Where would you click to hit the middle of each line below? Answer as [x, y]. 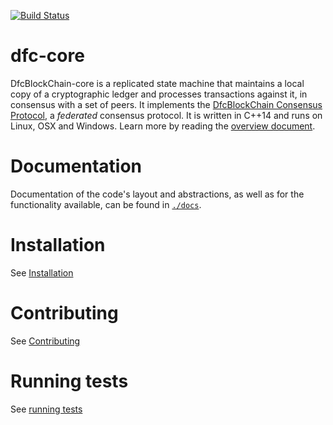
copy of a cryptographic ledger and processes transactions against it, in [159, 94]
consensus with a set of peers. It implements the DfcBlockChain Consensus [166, 104]
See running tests [46, 409]
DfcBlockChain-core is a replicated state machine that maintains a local [157, 83]
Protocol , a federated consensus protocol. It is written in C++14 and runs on [166, 115]
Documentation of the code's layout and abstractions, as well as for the [157, 194]
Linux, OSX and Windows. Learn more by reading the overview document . [163, 126]
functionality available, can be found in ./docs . [106, 204]
